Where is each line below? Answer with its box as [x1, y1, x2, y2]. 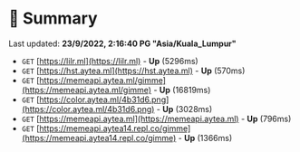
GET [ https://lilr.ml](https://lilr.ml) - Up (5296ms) [21, 55, 198, 66]
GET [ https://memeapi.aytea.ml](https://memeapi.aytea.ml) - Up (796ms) [21, 113, 292, 124]
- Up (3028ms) [156, 103, 213, 114]
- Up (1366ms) [178, 132, 233, 143]
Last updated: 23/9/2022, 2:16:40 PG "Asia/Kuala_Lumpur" [8, 38, 237, 49]
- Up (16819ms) [152, 84, 211, 95]
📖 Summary [8, 8, 98, 29]
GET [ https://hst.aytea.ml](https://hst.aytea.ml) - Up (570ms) [21, 65, 246, 76]
